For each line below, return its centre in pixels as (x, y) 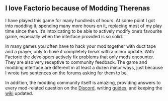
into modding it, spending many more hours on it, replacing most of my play (84, 26)
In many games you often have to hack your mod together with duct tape (81, 46)
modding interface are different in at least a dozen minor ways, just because (84, 67)
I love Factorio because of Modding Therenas (77, 8)
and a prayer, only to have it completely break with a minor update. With (80, 51)
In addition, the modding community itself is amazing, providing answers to (83, 82)
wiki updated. (19, 93)
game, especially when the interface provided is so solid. (64, 36)
